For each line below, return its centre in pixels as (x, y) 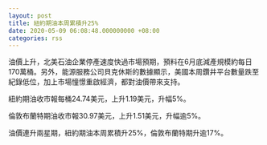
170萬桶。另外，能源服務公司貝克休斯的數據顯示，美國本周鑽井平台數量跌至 (134, 72)
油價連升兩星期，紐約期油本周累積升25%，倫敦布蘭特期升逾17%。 (118, 133)
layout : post (30, 16)
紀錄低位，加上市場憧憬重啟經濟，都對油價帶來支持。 (97, 82)
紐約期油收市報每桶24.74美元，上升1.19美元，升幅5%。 (99, 99)
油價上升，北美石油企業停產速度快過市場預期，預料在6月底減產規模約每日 (130, 62)
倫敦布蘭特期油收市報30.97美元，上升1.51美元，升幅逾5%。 (107, 116)
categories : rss (35, 38)
